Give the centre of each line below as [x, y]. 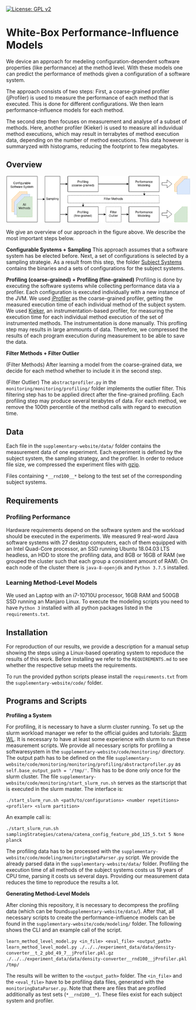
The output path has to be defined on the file [60, 757]
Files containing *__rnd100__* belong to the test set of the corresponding [94, 476]
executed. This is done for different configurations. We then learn [85, 104]
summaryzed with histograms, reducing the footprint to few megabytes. [93, 146]
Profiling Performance [38, 517]
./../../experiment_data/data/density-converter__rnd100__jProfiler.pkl [97, 959]
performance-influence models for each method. [65, 110]
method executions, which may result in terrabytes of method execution [93, 134]
